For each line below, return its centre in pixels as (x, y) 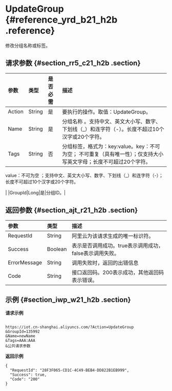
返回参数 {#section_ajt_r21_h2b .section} (72, 210)
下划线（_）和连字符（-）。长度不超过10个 (113, 129)
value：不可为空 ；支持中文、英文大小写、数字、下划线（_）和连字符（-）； (84, 175)
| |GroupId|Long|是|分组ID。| (35, 192)
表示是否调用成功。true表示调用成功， (117, 245)
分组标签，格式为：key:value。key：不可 (111, 146)
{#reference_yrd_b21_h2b (61, 20)
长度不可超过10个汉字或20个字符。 (42, 182)
